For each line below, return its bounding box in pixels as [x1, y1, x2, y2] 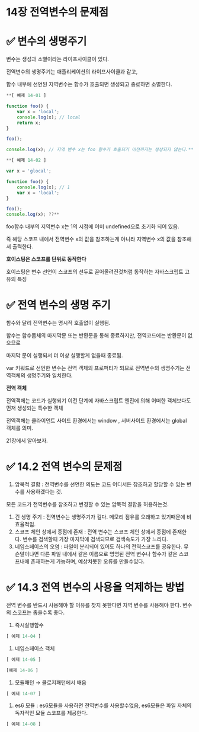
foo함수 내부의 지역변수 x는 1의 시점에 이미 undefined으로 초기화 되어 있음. [6, 223, 179, 230]
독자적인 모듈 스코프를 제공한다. [14, 709, 88, 717]
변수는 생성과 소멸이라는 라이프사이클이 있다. [6, 56, 110, 63]
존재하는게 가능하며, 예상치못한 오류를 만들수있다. [30, 558, 145, 565]
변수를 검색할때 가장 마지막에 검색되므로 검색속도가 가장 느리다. [23, 536, 168, 542]
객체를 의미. [6, 424, 34, 431]
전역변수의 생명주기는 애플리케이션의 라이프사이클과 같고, [6, 68, 138, 75]
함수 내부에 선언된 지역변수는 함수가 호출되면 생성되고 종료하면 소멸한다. [6, 81, 172, 88]
